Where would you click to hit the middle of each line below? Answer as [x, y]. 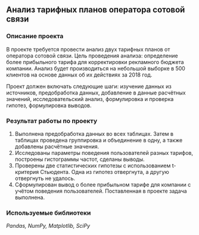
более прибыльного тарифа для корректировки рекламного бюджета [95, 62]
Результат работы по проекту [52, 121]
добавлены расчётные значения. [57, 147]
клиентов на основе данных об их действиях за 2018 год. [79, 75]
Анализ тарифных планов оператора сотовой [96, 10]
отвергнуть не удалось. [45, 178]
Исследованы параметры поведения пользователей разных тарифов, [104, 152]
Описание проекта [35, 36]
